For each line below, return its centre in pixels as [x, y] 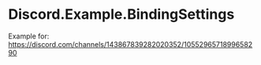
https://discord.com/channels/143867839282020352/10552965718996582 [130, 44]
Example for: [29, 36]
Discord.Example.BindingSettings [121, 14]
